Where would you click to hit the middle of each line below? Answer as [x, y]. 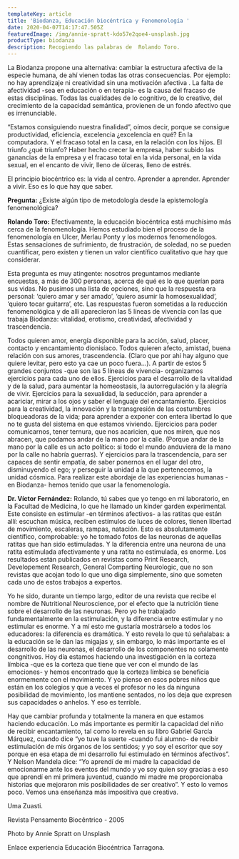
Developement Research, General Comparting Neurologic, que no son [110, 567]
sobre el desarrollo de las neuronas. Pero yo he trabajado [92, 611]
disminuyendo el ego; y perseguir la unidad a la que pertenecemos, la [110, 470]
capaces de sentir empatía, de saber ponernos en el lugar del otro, [105, 462]
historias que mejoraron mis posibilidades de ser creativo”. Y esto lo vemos [118, 784]
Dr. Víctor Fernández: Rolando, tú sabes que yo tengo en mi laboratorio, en [118, 498]
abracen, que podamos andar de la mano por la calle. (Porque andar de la [116, 439]
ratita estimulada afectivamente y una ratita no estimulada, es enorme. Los [117, 552]
